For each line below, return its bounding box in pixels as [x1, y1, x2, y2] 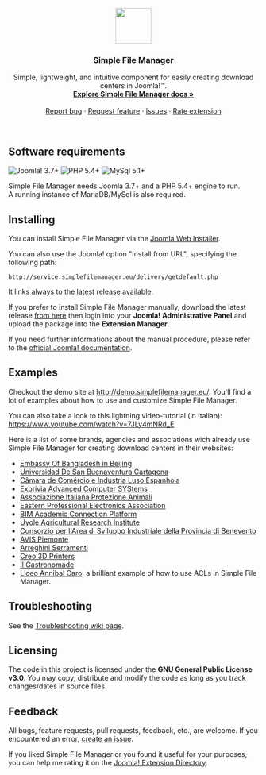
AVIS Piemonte [19, 534, 69, 544]
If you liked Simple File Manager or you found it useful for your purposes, [8, 750, 248, 759]
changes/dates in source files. [8, 681, 107, 691]
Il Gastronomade [19, 560, 75, 569]
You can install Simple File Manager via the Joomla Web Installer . [8, 233, 221, 243]
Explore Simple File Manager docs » [72, 90, 195, 99]
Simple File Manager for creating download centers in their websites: [8, 443, 234, 453]
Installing [8, 213, 56, 226]
